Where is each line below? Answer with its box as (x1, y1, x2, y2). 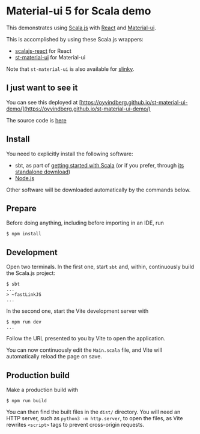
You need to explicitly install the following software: (6, 150, 133, 157)
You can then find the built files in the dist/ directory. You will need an (6, 408, 181, 415)
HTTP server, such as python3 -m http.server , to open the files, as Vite (6, 415, 183, 421)
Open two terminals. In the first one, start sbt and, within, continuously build (6, 263, 195, 271)
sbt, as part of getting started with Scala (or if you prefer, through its (14, 161, 184, 169)
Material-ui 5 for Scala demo (6, 4, 151, 18)
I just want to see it (6, 83, 78, 93)
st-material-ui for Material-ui (14, 53, 86, 61)
